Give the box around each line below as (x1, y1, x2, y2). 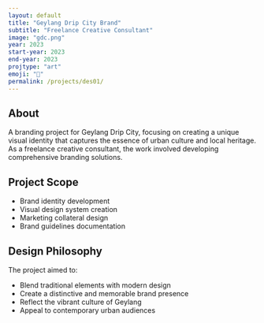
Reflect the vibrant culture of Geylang (19, 297, 142, 306)
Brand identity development (19, 196, 110, 206)
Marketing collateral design (19, 213, 109, 223)
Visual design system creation (19, 205, 118, 214)
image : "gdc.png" (8, 33, 65, 42)
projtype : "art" (8, 63, 61, 71)
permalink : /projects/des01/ (8, 77, 104, 85)
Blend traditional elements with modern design (19, 280, 172, 290)
